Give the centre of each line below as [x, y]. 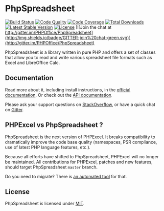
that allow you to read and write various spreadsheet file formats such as [79, 57]
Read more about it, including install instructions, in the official [68, 90]
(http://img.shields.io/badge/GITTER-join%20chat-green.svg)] [68, 38]
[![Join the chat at [94, 27]
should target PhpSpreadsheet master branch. [51, 167]
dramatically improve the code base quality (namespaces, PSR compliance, [81, 142]
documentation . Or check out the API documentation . [59, 95]
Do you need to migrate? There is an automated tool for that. [66, 176]
